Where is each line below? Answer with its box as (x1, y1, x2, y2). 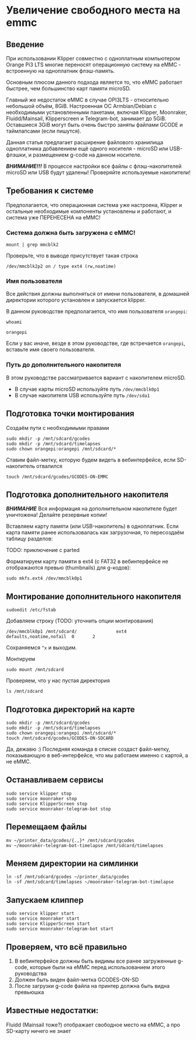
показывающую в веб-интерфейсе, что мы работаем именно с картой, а (6, 751, 188, 758)
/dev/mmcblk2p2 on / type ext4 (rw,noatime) (6, 263, 116, 270)
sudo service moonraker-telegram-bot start (6, 926, 114, 932)
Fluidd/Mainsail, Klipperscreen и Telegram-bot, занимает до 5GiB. (6, 115, 167, 122)
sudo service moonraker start (6, 916, 80, 922)
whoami (6, 319, 22, 326)
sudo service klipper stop (6, 790, 72, 797)
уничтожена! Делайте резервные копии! (6, 511, 107, 519)
